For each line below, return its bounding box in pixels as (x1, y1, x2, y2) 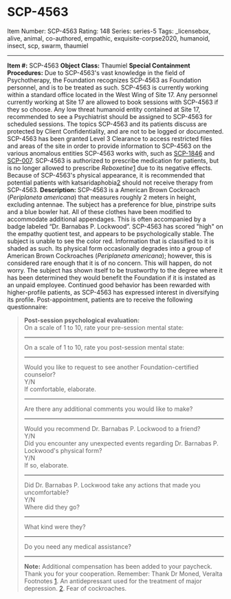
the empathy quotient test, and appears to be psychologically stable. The (7, 229, 214, 238)
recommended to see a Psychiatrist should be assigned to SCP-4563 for (7, 112, 213, 120)
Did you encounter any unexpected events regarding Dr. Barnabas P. (23, 439, 219, 448)
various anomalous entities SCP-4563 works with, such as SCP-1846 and (7, 149, 215, 157)
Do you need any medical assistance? (23, 542, 132, 551)
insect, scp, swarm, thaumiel (7, 41, 89, 50)
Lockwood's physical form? (23, 446, 102, 454)
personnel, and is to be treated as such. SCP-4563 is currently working (7, 83, 209, 92)
